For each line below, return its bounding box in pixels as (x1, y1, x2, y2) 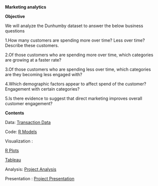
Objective (5, 14, 25, 19)
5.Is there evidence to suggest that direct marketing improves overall (5, 95, 142, 101)
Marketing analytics (5, 4, 47, 10)
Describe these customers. (5, 43, 59, 48)
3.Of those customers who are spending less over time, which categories (5, 66, 151, 72)
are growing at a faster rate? (5, 57, 62, 62)
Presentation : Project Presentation (5, 176, 75, 181)
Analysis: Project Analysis (5, 167, 57, 172)
